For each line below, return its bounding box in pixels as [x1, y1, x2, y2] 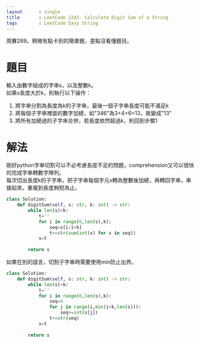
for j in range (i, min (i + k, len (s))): [49, 304, 142, 310]
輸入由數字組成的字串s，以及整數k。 [6, 82, 97, 89]
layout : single [6, 8, 61, 15]
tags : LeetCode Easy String [6, 20, 98, 26]
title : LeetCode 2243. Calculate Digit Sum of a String [6, 14, 169, 20]
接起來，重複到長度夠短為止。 [6, 184, 80, 192]
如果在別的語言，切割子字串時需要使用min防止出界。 [6, 259, 137, 265]
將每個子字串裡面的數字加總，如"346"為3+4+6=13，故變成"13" [14, 110, 172, 117]
